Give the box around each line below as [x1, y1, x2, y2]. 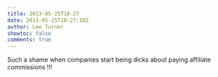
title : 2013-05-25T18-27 [7, 10, 80, 17]
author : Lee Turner [7, 23, 64, 30]
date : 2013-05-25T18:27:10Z [7, 17, 89, 24]
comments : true [7, 36, 52, 43]
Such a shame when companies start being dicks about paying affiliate [7, 55, 211, 64]
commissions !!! [7, 63, 52, 71]
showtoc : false [7, 29, 52, 37]
